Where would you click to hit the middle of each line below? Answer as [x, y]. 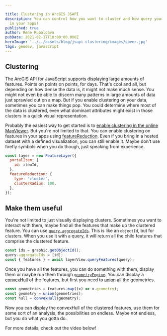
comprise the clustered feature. [37, 241]
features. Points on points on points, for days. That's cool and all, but [76, 84]
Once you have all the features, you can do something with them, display [80, 269]
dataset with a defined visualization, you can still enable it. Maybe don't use [83, 141]
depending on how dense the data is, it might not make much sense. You [80, 89]
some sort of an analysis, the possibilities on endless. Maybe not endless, [81, 313]
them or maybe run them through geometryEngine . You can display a [75, 274]
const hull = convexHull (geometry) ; [43, 298]
